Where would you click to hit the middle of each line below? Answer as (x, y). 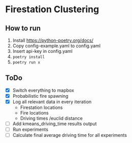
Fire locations (35, 113)
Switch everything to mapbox (43, 90)
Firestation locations (41, 107)
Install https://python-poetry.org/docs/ (53, 40)
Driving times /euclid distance (51, 118)
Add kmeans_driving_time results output (55, 124)
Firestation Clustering (52, 9)
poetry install (29, 57)
